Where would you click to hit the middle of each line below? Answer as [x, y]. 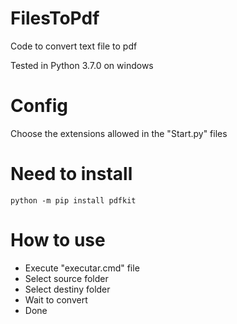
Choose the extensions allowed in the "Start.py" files [119, 133]
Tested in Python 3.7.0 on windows [82, 65]
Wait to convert [56, 299]
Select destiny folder [67, 289]
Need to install [71, 174]
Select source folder [66, 278]
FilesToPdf [55, 18]
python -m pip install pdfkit [73, 200]
